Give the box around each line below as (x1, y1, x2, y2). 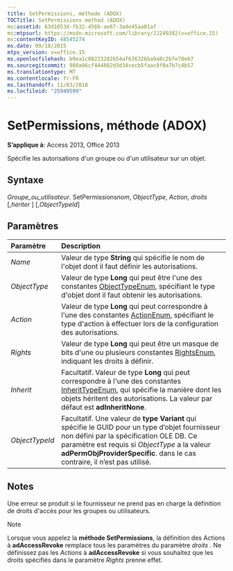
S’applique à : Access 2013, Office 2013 (7, 140, 120, 150)
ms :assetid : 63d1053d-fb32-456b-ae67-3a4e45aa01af (7, 23, 157, 30)
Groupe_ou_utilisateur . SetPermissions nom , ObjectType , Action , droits (7, 193, 208, 201)
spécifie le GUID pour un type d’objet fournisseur (61, 422, 221, 432)
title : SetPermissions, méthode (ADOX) (7, 10, 123, 17)
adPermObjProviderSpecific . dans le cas (61, 448, 196, 458)
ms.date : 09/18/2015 (7, 42, 67, 49)
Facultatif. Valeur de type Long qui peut (61, 367, 191, 377)
